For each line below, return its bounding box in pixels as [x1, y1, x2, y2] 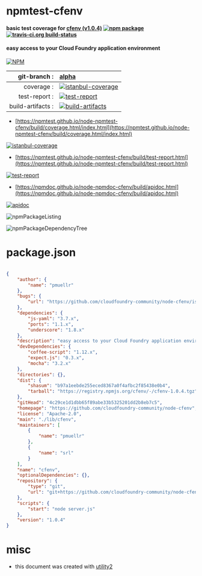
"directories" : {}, [17, 371, 66, 377]
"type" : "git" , [28, 483, 66, 490]
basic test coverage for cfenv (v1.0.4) [6, 24, 102, 31]
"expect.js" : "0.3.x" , [28, 355, 85, 361]
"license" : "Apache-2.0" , [17, 410, 82, 417]
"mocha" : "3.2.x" [28, 360, 71, 367]
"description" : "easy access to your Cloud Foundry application [17, 338, 182, 344]
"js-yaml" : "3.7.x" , [28, 315, 79, 321]
